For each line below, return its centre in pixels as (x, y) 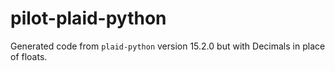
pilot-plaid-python (88, 18)
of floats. (29, 56)
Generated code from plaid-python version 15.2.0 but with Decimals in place (168, 46)
